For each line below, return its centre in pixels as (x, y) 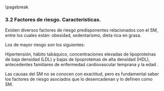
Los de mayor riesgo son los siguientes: (45, 45)
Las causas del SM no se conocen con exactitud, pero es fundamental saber (82, 74)
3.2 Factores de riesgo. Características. (53, 19)
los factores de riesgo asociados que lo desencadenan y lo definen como (79, 79)
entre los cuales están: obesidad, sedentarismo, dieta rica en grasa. (73, 36)
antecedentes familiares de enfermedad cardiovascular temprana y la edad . (82, 65)
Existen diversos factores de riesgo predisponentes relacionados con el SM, (82, 30)
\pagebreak (17, 7)
